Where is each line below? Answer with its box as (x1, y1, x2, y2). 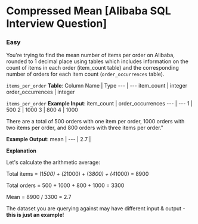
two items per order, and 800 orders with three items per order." (6, 124, 164, 132)
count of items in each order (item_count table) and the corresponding (6, 64, 179, 71)
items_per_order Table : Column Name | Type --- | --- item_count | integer (6, 82, 188, 89)
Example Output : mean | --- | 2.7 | (6, 136, 91, 143)
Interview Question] (6, 17, 107, 30)
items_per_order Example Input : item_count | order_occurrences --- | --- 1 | (6, 100, 193, 107)
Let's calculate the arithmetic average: (6, 159, 100, 166)
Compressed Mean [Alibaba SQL (6, 4, 171, 18)
